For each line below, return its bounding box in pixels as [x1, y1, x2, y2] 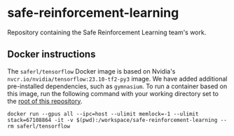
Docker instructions [7, 48, 96, 60]
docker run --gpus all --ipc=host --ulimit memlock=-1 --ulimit [7, 110, 199, 117]
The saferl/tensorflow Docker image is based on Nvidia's [7, 67, 176, 75]
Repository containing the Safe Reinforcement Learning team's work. [7, 28, 207, 36]
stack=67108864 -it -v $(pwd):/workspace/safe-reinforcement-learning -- [7, 116, 228, 123]
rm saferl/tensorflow [7, 123, 71, 130]
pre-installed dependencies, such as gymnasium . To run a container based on [7, 82, 228, 90]
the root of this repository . [7, 97, 83, 105]
